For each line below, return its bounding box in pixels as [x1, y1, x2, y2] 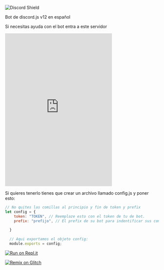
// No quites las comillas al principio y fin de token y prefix [5, 205, 141, 210]
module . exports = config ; [9, 241, 62, 246]
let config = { [5, 209, 36, 214]
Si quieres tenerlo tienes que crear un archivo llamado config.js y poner [5, 190, 149, 196]
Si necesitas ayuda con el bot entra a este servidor [5, 23, 107, 29]
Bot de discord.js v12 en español [5, 14, 71, 20]
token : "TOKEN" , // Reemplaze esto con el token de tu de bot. [14, 214, 145, 219]
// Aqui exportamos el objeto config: [9, 237, 89, 242]
